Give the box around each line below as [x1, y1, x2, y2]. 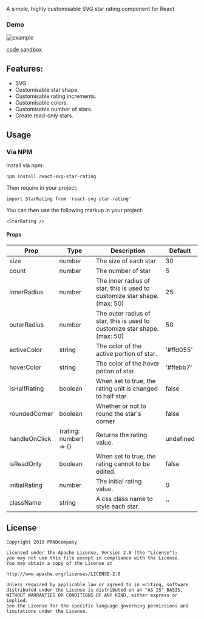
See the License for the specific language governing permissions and [6, 603, 189, 609]
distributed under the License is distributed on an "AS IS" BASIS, [6, 587, 183, 593]
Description [110, 246, 146, 255]
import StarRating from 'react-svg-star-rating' [6, 196, 132, 202]
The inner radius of [96, 277, 151, 285]
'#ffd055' [165, 346, 193, 354]
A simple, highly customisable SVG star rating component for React [6, 5, 175, 12]
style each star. [96, 502, 140, 510]
